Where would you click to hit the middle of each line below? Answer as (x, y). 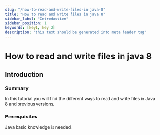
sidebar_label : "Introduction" (37, 19)
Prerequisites (21, 116)
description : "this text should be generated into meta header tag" (76, 32)
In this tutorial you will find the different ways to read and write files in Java (80, 98)
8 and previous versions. (30, 104)
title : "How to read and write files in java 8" (55, 14)
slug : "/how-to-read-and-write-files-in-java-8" (55, 10)
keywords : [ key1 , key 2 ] (30, 28)
